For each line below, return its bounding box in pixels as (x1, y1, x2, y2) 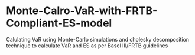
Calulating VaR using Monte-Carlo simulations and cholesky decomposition (6, 36, 190, 43)
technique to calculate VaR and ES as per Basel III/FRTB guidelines (6, 42, 168, 49)
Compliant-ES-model (6, 16, 112, 30)
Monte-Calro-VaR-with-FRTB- (6, 4, 158, 18)
